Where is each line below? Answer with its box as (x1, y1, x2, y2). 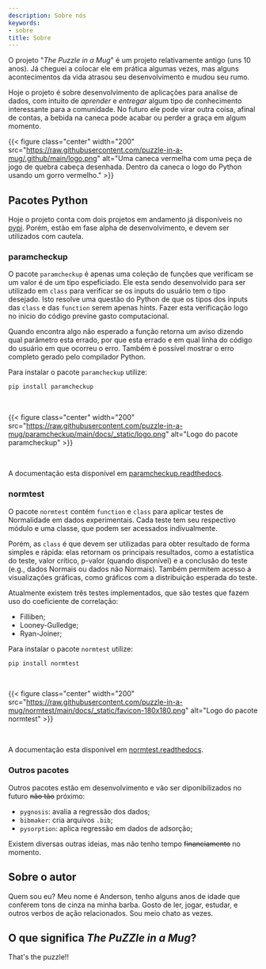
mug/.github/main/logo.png (8, 154, 97, 163)
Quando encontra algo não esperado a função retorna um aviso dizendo (8, 327, 244, 336)
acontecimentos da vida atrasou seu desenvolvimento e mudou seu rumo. (8, 72, 250, 82)
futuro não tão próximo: (8, 791, 85, 801)
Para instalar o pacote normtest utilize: (8, 644, 133, 653)
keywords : (8, 19, 41, 27)
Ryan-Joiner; (19, 629, 63, 638)
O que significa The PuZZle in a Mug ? (8, 931, 197, 944)
